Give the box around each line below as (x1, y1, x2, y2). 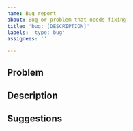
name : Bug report (7, 10, 57, 17)
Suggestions (7, 113, 63, 125)
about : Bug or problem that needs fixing (7, 16, 127, 23)
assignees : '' (7, 35, 48, 42)
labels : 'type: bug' (7, 29, 66, 36)
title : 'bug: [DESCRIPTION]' (7, 23, 90, 29)
